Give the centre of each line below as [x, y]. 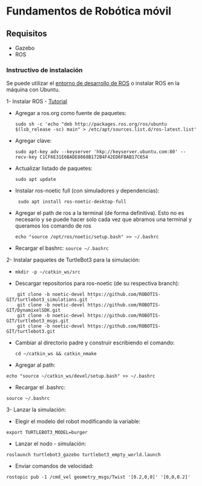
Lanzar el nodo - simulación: [50, 444]
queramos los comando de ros [53, 226]
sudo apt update [35, 180]
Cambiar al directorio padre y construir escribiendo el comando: [95, 343]
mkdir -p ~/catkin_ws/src [47, 272]
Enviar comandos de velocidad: [54, 466]
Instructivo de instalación [44, 70]
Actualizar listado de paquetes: [54, 168]
